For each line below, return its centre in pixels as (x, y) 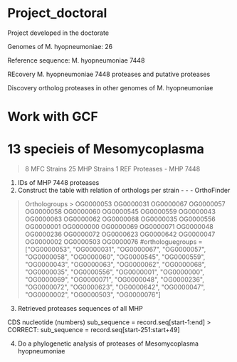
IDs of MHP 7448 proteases (58, 183)
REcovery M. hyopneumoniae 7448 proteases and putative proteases (109, 74)
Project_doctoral (57, 13)
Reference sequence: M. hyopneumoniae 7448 (76, 60)
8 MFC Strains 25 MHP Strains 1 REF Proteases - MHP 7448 (112, 169)
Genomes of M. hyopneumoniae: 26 (60, 46)
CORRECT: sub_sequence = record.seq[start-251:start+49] (94, 330)
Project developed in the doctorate (58, 33)
